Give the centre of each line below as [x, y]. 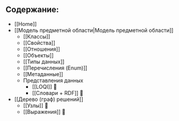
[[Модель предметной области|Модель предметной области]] [94, 30]
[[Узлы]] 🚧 [36, 105]
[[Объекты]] [38, 55]
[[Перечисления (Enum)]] [55, 68]
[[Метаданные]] [43, 74]
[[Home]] [25, 24]
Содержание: [32, 10]
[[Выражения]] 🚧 [44, 112]
